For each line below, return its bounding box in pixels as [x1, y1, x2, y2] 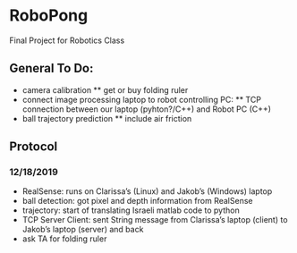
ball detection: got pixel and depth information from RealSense [21, 196, 253, 207]
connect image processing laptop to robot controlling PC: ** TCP [21, 94, 262, 105]
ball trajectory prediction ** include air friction [21, 113, 192, 123]
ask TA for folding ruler [21, 233, 107, 244]
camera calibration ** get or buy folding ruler [21, 84, 189, 95]
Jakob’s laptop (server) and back [21, 224, 144, 235]
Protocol [9, 139, 58, 155]
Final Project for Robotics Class [9, 35, 125, 46]
